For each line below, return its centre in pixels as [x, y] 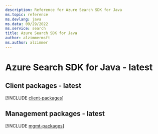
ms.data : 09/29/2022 [27, 24]
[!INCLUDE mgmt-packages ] [35, 125]
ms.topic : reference [27, 15]
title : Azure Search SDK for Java [41, 33]
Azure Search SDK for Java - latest [79, 67]
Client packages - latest [43, 86]
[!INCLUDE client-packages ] [34, 98]
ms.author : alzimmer [27, 43]
